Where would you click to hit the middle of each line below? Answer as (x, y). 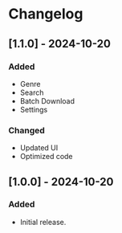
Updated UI (39, 148)
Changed (27, 130)
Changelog (46, 14)
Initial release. (43, 222)
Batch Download (47, 100)
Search (32, 92)
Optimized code (47, 157)
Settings (34, 109)
